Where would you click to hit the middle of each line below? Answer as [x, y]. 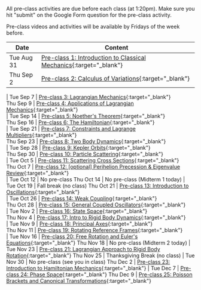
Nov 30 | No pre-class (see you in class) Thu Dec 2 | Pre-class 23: [88, 262]
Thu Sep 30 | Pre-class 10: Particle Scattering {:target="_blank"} [85, 154]
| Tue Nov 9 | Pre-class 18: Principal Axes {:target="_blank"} [80, 224]
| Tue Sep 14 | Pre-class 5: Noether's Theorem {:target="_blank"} [86, 116]
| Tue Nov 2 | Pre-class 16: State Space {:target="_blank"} [77, 211]
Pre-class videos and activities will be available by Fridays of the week [93, 27]
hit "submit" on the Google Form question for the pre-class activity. [89, 15]
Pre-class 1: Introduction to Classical [94, 58]
